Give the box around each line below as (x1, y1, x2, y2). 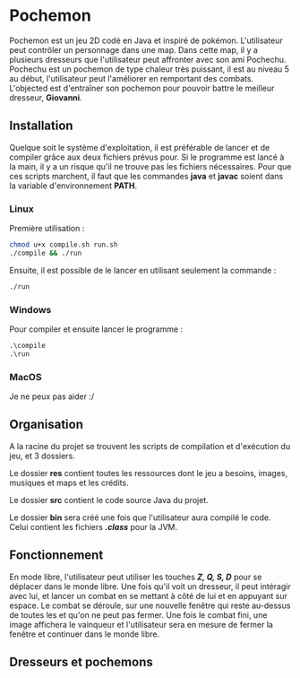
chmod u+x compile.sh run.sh (9, 240, 118, 249)
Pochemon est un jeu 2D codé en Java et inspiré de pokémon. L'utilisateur (9, 35, 284, 46)
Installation (9, 118, 73, 134)
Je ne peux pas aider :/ (9, 391, 95, 402)
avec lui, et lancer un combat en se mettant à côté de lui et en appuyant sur (9, 590, 288, 601)
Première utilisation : (9, 223, 85, 234)
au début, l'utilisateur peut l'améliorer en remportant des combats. (9, 73, 253, 83)
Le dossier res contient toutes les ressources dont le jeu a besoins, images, (9, 467, 288, 478)
